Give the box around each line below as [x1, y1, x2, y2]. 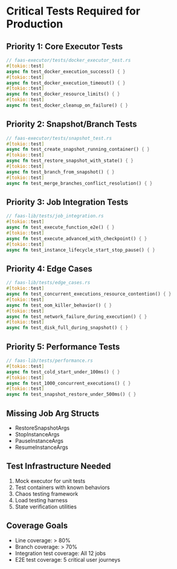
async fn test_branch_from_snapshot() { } [6, 168, 115, 175]
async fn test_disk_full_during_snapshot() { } [6, 325, 129, 331]
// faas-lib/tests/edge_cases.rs [6, 280, 91, 286]
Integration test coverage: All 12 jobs [14, 550, 106, 557]
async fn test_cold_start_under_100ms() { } [6, 368, 120, 375]
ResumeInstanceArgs [14, 444, 68, 451]
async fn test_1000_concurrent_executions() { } [6, 380, 131, 386]
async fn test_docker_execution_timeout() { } [6, 80, 126, 86]
